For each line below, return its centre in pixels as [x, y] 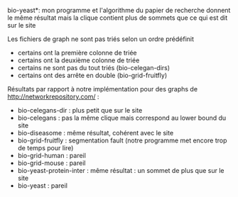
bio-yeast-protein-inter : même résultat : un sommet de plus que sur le [121, 170]
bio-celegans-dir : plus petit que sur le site [80, 110]
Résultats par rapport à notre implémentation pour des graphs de [102, 89]
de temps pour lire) [45, 148]
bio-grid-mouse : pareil [52, 163]
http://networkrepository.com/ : [53, 96]
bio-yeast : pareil [42, 186]
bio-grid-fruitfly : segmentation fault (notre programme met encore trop [122, 140]
